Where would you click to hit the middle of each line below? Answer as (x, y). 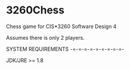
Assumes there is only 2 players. (45, 37)
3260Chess (35, 10)
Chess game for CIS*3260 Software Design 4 (61, 26)
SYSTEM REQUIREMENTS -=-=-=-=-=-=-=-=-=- (65, 49)
